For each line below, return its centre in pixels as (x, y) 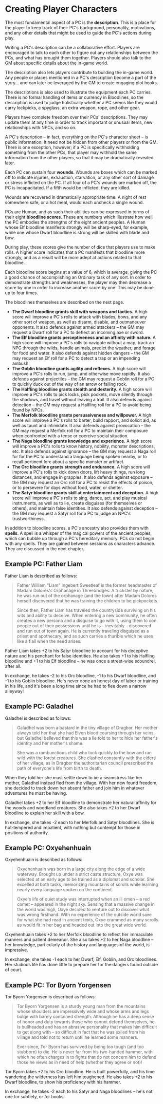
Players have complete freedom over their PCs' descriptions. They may (76, 117)
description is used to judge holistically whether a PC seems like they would (81, 102)
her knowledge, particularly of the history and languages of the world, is (77, 945)
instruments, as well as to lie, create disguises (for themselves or (77, 503)
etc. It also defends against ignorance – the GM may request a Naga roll (84, 451)
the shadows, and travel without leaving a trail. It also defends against (82, 399)
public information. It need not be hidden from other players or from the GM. (81, 142)
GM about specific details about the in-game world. (57, 63)
